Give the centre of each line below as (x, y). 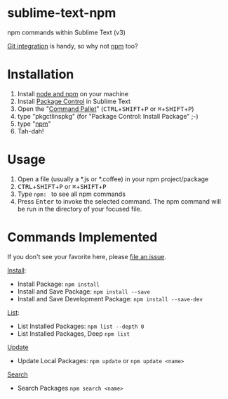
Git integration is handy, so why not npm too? (73, 46)
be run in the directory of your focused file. (80, 209)
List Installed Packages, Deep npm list (74, 333)
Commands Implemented (82, 237)
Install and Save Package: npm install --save (84, 291)
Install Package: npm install (59, 284)
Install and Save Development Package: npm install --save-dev (110, 299)
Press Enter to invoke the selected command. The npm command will (119, 201)
